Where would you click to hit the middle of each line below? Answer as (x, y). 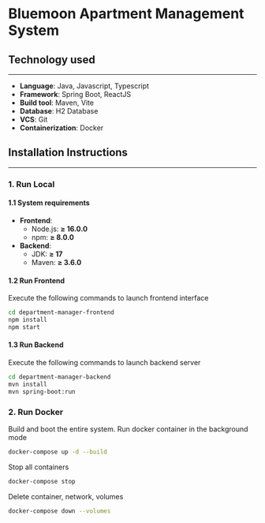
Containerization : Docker (62, 128)
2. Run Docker (36, 412)
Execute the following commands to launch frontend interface (108, 298)
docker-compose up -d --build (58, 452)
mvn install (28, 384)
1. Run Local (32, 184)
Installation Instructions (68, 153)
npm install (28, 320)
